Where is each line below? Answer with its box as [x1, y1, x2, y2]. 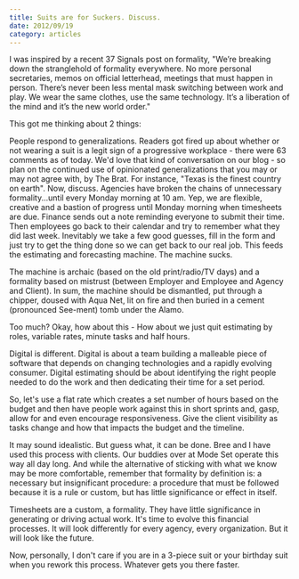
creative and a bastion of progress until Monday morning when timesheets [9, 202, 282, 213]
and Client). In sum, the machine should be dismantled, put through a [9, 286, 263, 297]
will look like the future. [9, 533, 95, 543]
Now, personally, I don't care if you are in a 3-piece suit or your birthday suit [9, 550, 288, 561]
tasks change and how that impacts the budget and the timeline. [9, 422, 245, 433]
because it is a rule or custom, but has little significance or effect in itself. [9, 487, 278, 498]
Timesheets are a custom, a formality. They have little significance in [9, 504, 261, 515]
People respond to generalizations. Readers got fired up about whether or [9, 135, 280, 147]
